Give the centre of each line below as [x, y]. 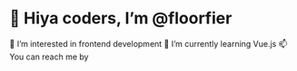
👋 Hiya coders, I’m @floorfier [121, 18]
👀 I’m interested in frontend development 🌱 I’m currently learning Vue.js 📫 [148, 43]
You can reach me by [49, 57]
